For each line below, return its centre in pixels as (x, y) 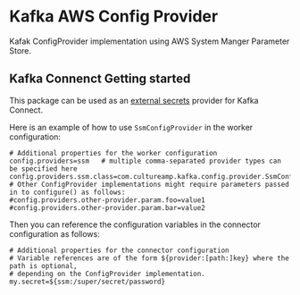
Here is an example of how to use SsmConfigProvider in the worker (131, 127)
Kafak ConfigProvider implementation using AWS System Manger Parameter (150, 41)
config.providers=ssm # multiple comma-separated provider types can (145, 161)
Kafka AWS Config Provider (114, 17)
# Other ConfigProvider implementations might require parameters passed (150, 184)
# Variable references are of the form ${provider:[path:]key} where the (150, 258)
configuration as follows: (54, 233)
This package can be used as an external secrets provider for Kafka (134, 100)
